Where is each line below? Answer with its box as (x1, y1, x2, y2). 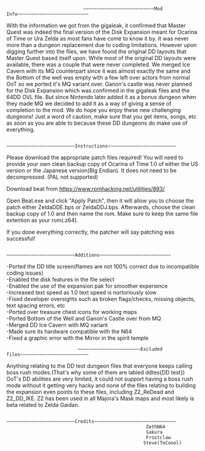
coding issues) (6, 269, 44, 277)
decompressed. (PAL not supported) (6, 173, 99, 181)
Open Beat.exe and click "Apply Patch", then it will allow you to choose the (6, 197, 194, 204)
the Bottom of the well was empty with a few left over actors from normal (6, 74, 191, 81)
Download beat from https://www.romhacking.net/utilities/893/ (6, 185, 165, 192)
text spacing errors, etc (6, 302, 65, 309)
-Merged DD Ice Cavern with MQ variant (6, 321, 108, 329)
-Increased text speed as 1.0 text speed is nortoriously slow (6, 289, 157, 296)
